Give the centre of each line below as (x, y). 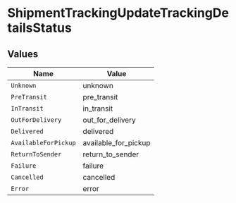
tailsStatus (39, 28)
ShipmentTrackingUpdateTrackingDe (118, 13)
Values (23, 54)
